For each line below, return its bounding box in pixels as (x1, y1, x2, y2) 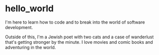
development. (5, 24, 33, 30)
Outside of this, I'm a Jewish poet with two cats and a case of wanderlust (5, 34, 154, 40)
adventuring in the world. (5, 44, 56, 50)
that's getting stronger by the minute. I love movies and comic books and (5, 39, 154, 45)
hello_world (5, 3, 54, 14)
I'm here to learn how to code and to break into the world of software (5, 19, 145, 25)
